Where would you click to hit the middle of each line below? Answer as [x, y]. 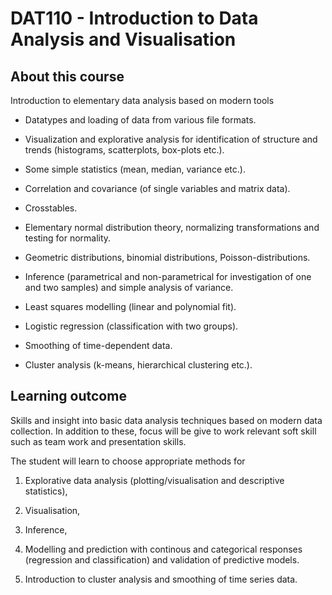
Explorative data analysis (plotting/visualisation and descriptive [154, 480]
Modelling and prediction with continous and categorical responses [163, 549]
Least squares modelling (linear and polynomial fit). [130, 306]
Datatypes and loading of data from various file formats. [140, 120]
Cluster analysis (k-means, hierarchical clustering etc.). [138, 365]
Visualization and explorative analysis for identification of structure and [171, 139]
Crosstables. [51, 208]
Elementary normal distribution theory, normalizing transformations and [172, 227]
